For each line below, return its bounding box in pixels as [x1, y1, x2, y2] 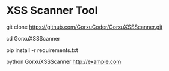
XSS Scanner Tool [6, 4, 98, 17]
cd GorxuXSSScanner [6, 35, 61, 42]
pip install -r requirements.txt [6, 46, 78, 54]
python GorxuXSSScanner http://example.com [6, 58, 121, 65]
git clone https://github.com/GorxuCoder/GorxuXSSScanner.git [6, 23, 163, 30]
